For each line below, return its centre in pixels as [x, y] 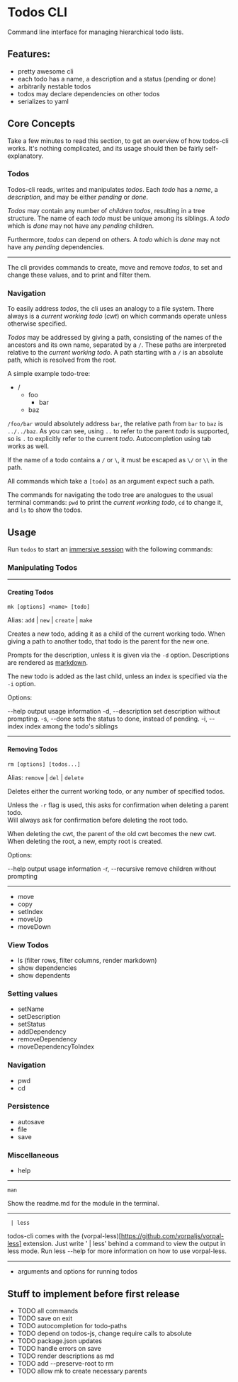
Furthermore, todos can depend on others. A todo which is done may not [114, 239]
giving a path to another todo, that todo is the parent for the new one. [108, 641]
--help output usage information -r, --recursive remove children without [112, 869]
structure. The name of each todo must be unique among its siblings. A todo [119, 218]
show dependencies [47, 968]
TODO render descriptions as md [66, 1356]
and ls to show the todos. [45, 510]
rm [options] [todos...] [44, 764]
